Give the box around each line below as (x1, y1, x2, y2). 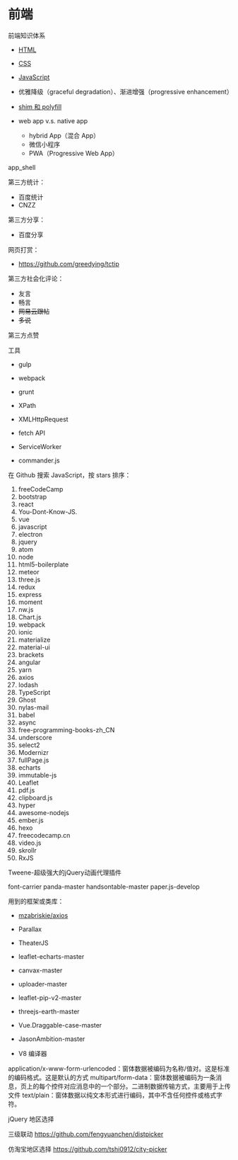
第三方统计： (8, 178, 45, 186)
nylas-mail (18, 703, 49, 712)
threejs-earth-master (18, 1007, 80, 1016)
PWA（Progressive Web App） (28, 149, 119, 157)
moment (18, 598, 43, 606)
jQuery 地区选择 (8, 1115, 54, 1123)
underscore (18, 733, 52, 741)
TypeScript (18, 688, 51, 696)
